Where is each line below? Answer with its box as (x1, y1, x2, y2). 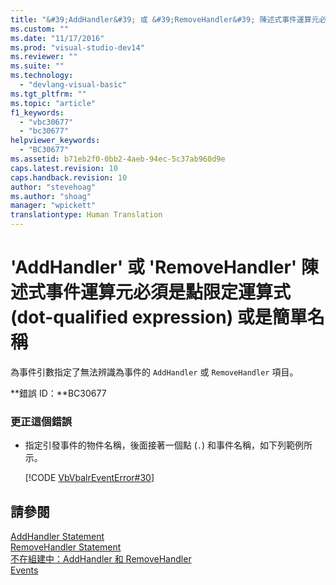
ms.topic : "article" (10, 98, 97, 108)
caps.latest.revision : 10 (10, 163, 118, 173)
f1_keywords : (10, 107, 65, 118)
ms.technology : (10, 71, 74, 81)
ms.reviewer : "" (10, 52, 78, 62)
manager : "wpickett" (10, 201, 97, 211)
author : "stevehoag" (10, 182, 97, 192)
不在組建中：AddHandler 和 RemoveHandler (10, 553, 192, 565)
